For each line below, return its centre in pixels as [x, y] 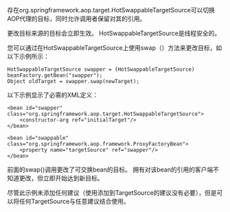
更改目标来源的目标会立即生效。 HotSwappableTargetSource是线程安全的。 [114, 33]
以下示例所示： [28, 56]
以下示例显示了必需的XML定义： [53, 95]
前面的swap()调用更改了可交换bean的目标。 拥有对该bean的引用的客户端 [110, 169]
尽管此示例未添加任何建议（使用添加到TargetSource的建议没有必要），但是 [112, 193]
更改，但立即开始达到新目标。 [61, 178]
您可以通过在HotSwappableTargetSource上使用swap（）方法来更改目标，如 [115, 48]
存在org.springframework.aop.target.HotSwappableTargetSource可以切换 [111, 10]
